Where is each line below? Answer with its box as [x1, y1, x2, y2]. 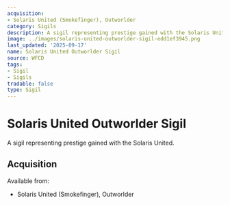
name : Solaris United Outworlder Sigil [7, 49, 121, 56]
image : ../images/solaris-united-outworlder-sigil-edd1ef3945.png [7, 36, 201, 43]
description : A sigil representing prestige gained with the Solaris [7, 29, 210, 36]
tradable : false [7, 80, 53, 87]
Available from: [7, 176, 49, 185]
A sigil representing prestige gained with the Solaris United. [7, 138, 175, 147]
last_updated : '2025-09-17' [7, 42, 88, 49]
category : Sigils [7, 23, 57, 29]
